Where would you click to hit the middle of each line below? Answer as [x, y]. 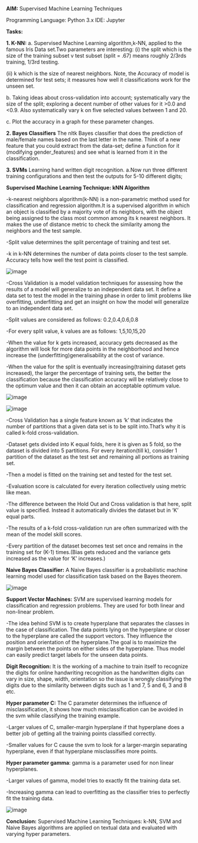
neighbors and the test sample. [44, 230]
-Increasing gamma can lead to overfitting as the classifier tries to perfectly [98, 792]
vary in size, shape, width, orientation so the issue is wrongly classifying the [99, 679]
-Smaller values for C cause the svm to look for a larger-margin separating [97, 745]
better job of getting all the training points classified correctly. [81, 733]
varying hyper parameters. [38, 834]
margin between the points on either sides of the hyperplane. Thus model [95, 648]
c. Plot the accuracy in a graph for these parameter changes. [80, 122]
